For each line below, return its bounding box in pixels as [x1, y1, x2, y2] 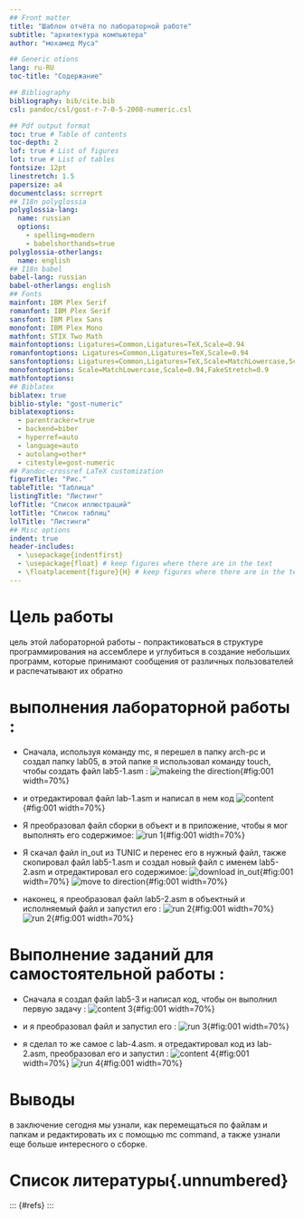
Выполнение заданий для [9, 944, 214, 965]
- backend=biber [17, 425, 79, 434]
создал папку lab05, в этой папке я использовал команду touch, [22, 755, 271, 766]
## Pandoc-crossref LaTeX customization [9, 466, 165, 475]
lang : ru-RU [9, 63, 54, 72]
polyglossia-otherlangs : [9, 247, 103, 256]
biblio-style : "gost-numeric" [9, 399, 124, 408]
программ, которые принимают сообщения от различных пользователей [9, 656, 294, 667]
